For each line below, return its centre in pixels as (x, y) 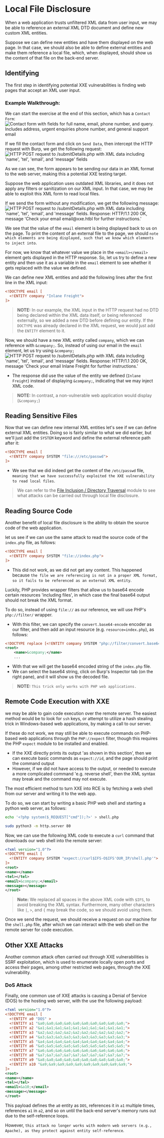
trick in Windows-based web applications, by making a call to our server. (78, 724)
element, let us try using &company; (40, 351)
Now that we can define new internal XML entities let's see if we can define (81, 428)
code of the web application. (34, 528)
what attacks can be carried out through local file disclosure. (78, 496)
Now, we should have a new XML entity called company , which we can (75, 340)
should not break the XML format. (39, 600)
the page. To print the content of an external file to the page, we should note (82, 233)
